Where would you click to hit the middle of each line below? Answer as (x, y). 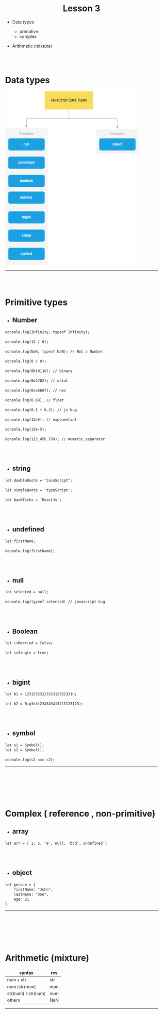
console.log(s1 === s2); (30, 760)
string (21, 469)
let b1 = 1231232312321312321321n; (41, 694)
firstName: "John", (33, 889)
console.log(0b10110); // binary (39, 371)
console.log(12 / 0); (27, 342)
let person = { (20, 885)
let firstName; (20, 541)
